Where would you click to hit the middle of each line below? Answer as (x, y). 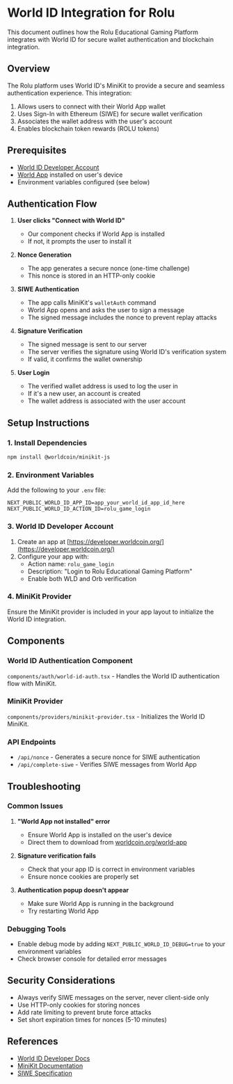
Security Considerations (62, 981)
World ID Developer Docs (54, 1058)
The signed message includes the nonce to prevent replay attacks (122, 317)
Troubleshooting (44, 787)
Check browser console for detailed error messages (92, 959)
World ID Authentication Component (70, 661)
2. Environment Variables (51, 475)
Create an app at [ (43, 541)
